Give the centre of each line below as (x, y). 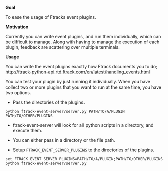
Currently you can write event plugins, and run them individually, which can (83, 36)
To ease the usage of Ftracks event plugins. (51, 17)
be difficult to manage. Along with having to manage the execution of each (82, 42)
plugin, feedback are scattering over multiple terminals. (62, 47)
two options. (18, 92)
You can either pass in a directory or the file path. (64, 140)
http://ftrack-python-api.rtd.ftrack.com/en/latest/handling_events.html (78, 72)
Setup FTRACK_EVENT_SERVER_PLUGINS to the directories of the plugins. (83, 150)
